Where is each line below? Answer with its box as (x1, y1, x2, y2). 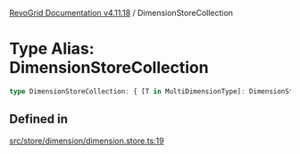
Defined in (9, 111, 69, 127)
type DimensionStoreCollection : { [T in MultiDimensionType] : (9, 86, 246, 96)
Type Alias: (9, 39, 96, 59)
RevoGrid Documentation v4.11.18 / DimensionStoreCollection (9, 8, 234, 18)
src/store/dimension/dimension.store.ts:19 (9, 135, 164, 146)
